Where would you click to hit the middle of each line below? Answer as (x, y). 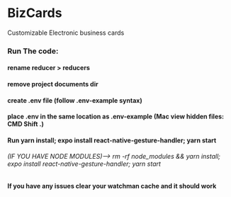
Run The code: (33, 51)
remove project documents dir (53, 84)
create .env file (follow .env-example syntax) (75, 100)
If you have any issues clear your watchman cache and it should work (112, 186)
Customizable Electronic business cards (66, 33)
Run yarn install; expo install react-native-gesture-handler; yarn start (112, 140)
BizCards (35, 13)
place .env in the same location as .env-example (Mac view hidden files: (116, 117)
